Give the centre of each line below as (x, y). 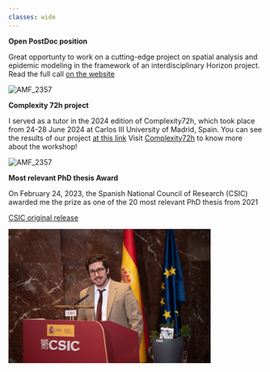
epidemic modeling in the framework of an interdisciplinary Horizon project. (134, 65)
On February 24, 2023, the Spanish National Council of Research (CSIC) (128, 193)
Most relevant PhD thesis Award (63, 178)
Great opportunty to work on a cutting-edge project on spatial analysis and (133, 56)
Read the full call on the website (62, 73)
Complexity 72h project (49, 105)
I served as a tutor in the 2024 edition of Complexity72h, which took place (132, 120)
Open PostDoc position (48, 41)
